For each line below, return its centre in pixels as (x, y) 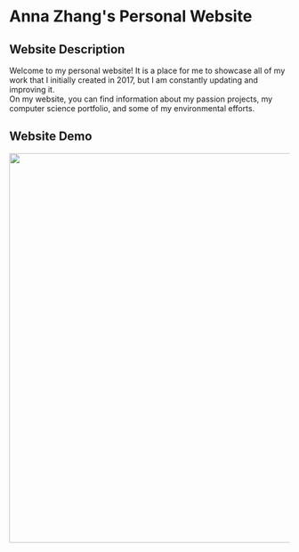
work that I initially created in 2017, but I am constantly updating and (133, 80)
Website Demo (51, 137)
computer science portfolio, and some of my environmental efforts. (132, 108)
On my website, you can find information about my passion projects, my (141, 99)
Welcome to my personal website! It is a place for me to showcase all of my (147, 70)
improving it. (32, 89)
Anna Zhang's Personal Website (131, 16)
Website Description (67, 49)
